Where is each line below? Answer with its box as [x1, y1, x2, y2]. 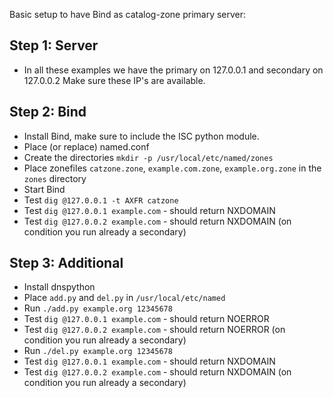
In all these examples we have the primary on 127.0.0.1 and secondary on [23, 64, 324, 76]
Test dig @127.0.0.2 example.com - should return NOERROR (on [23, 324, 286, 336]
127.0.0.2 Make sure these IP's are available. [23, 74, 206, 86]
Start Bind [23, 183, 66, 195]
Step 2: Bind [9, 104, 87, 121]
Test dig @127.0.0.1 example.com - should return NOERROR [23, 313, 270, 325]
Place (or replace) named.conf [23, 140, 150, 153]
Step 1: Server [9, 37, 99, 54]
